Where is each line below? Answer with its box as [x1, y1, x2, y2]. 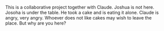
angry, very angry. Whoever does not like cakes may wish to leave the [5, 15, 152, 20]
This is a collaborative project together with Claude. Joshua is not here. [5, 4, 155, 10]
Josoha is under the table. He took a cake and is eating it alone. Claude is [5, 9, 159, 15]
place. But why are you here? [5, 20, 67, 26]
